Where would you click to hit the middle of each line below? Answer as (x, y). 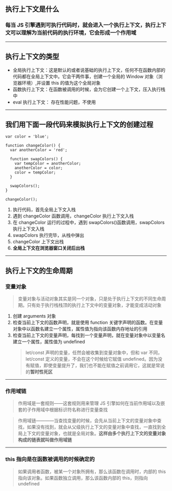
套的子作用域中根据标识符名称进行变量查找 (63, 410)
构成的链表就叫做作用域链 (45, 440)
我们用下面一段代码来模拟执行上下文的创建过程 (79, 124)
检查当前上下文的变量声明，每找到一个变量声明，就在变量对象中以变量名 (89, 335)
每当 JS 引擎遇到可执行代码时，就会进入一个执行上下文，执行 (81, 25)
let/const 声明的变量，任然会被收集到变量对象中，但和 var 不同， (94, 352)
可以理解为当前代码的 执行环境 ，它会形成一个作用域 (73, 33)
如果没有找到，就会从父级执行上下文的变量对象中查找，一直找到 (94, 427)
